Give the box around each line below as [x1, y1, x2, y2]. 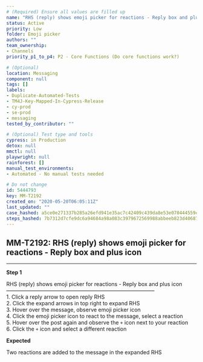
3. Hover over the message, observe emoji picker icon [6, 306, 141, 314]
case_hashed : [6, 209, 39, 216]
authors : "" [6, 37, 36, 43]
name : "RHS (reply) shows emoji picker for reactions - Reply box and [6, 14, 188, 21]
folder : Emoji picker [6, 31, 61, 37]
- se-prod [6, 109, 31, 115]
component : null [6, 76, 47, 82]
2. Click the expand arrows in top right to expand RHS [6, 300, 140, 307]
